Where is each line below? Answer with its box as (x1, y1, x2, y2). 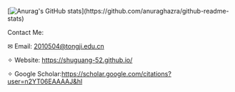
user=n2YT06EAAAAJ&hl (7, 77, 83, 86)
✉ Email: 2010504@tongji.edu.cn (7, 42, 105, 50)
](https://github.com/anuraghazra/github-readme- (81, 7, 229, 15)
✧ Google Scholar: (7, 70, 62, 78)
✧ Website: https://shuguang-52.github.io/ (7, 56, 133, 64)
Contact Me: (7, 29, 44, 36)
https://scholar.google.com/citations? (61, 70, 171, 78)
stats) (7, 14, 24, 23)
